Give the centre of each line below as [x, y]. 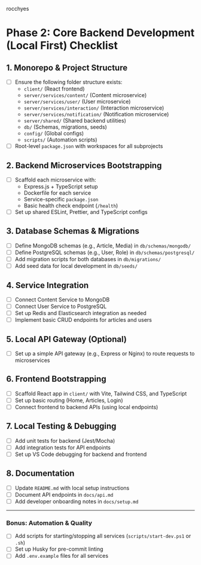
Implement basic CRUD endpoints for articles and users [83, 320]
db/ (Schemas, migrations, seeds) [66, 127]
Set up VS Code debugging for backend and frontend [81, 454]
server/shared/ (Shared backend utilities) [75, 121]
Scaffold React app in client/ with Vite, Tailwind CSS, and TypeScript [101, 393]
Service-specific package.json [61, 199]
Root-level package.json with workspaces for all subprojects [89, 146]
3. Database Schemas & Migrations [73, 231]
